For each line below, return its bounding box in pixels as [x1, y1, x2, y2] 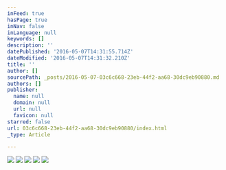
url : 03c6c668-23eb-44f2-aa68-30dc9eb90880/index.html [7, 125, 168, 132]
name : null [13, 93, 45, 100]
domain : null [13, 99, 51, 106]
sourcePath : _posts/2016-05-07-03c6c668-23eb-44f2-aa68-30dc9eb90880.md [7, 73, 220, 81]
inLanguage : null [7, 29, 57, 36]
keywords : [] [7, 36, 45, 42]
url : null [13, 106, 41, 112]
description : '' [7, 42, 54, 49]
